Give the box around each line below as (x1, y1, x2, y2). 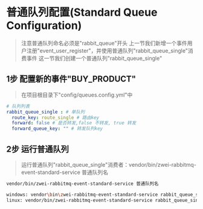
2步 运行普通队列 (6, 144, 69, 154)
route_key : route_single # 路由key (11, 114, 100, 121)
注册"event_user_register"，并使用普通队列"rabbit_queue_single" (26, 47, 188, 54)
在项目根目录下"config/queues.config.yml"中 (21, 91, 133, 98)
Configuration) (6, 19, 82, 33)
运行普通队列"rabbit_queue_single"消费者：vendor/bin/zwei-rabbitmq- (21, 161, 196, 168)
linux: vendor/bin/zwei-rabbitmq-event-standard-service (6, 197, 153, 203)
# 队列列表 (6, 103, 30, 109)
